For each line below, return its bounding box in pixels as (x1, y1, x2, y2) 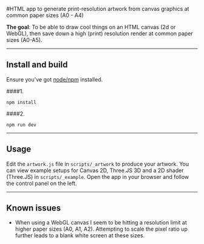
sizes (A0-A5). (6, 37, 42, 43)
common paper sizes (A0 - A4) (6, 12, 84, 19)
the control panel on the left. (6, 180, 77, 187)
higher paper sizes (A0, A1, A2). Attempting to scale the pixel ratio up (15, 225, 188, 233)
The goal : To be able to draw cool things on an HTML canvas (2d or (6, 24, 176, 30)
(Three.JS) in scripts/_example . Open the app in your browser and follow (6, 173, 189, 180)
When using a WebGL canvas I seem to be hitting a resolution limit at (15, 219, 187, 226)
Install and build (6, 60, 68, 70)
